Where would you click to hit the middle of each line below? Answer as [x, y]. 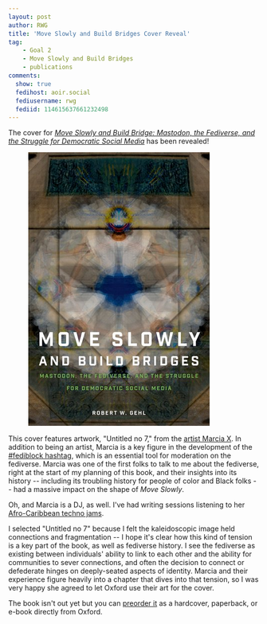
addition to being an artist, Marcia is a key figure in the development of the [130, 447]
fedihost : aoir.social [53, 92]
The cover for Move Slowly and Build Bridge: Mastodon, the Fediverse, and [132, 133]
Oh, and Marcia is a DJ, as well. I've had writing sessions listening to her [127, 505]
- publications [48, 68]
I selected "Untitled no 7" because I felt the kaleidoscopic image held [122, 528]
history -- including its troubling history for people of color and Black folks [130, 481]
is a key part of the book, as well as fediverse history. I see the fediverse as [132, 546]
